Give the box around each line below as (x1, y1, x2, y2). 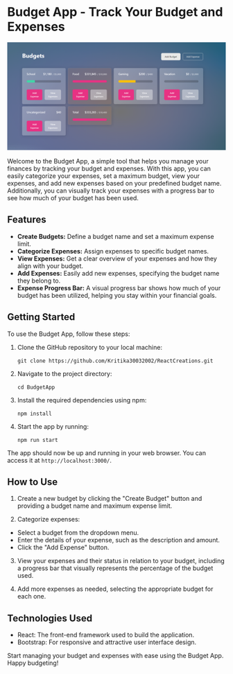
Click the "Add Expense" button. (17, 543, 110, 551)
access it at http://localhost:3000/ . (7, 456, 112, 464)
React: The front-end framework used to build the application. (17, 631, 195, 639)
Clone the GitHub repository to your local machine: (17, 343, 163, 351)
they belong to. (17, 276, 61, 285)
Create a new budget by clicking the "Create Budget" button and (17, 495, 202, 503)
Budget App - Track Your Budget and (7, 4, 223, 20)
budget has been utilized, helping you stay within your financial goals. (17, 291, 217, 299)
